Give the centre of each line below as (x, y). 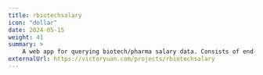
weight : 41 (26, 37)
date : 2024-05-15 (36, 30)
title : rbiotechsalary (45, 15)
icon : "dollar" (33, 23)
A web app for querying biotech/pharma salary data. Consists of (131, 52)
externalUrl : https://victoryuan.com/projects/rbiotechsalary (112, 59)
